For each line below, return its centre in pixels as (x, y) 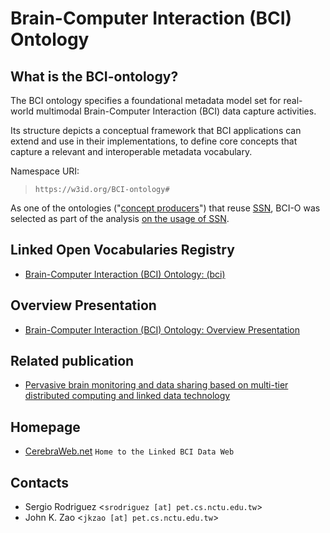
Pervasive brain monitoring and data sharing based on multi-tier (156, 385)
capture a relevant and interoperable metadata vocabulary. (131, 151)
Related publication (72, 361)
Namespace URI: (45, 171)
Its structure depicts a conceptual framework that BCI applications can (156, 130)
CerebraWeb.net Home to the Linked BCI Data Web (129, 451)
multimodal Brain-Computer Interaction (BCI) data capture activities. (176, 111)
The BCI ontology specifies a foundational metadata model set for (146, 100)
